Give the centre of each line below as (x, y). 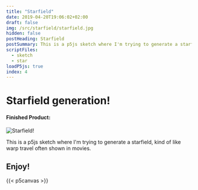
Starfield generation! (58, 101)
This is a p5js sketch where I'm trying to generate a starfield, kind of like (94, 142)
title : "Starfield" (30, 11)
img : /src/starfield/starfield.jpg (50, 28)
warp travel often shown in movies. (49, 148)
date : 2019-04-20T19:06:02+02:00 (47, 17)
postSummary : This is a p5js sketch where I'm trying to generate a (92, 45)
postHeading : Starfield (35, 39)
